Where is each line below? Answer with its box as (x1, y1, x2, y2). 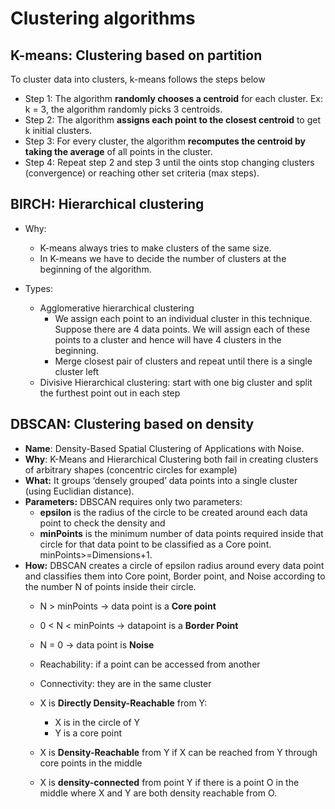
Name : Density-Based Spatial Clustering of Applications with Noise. (24, 442, 305, 454)
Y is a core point (54, 727, 123, 739)
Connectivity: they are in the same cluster (39, 677, 212, 689)
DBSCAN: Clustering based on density (10, 416, 255, 433)
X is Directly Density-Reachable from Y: (39, 697, 208, 709)
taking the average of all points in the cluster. (24, 146, 213, 157)
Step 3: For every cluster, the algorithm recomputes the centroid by (24, 135, 307, 147)
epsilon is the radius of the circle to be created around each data (39, 506, 308, 518)
